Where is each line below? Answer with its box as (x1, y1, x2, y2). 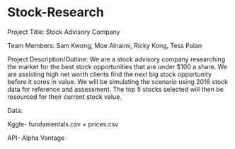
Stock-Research (7, 4, 104, 20)
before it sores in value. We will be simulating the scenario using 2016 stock (7, 77, 229, 85)
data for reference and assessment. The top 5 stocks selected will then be (7, 85, 224, 93)
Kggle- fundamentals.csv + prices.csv (7, 119, 119, 128)
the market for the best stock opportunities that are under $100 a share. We (7, 62, 228, 71)
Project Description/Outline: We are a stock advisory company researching (7, 54, 225, 64)
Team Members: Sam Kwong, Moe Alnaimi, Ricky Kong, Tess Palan (7, 41, 202, 49)
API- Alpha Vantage (7, 133, 65, 142)
